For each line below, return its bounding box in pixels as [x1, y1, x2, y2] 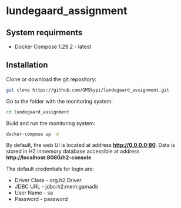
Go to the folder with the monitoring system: [6, 98, 113, 105]
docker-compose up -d [6, 131, 59, 137]
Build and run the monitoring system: [6, 119, 96, 127]
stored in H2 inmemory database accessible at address [6, 148, 140, 155]
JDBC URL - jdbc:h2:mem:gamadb [14, 183, 99, 190]
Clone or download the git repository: [6, 75, 97, 83]
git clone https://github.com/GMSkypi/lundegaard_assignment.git [6, 87, 169, 93]
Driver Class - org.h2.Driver [14, 177, 82, 184]
